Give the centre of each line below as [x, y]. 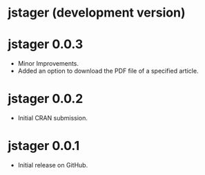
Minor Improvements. [48, 64]
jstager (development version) [97, 13]
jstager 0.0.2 [46, 99]
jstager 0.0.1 [44, 146]
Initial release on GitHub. [53, 165]
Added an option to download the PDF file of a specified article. [108, 71]
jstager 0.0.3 [46, 45]
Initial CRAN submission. [53, 118]
